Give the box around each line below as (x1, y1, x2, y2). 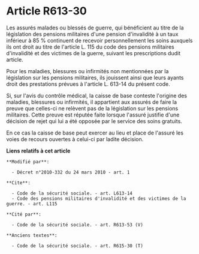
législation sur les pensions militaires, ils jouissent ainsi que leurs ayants (6, 74, 184, 81)
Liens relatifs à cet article (6, 147, 71, 154)
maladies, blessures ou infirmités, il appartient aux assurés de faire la (6, 98, 177, 106)
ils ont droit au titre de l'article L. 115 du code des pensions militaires (6, 43, 175, 50)
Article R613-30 (6, 4, 87, 18)
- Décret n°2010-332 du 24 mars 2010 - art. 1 (11, 169, 130, 175)
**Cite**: (6, 180, 31, 186)
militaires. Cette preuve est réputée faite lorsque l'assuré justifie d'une (6, 111, 180, 118)
